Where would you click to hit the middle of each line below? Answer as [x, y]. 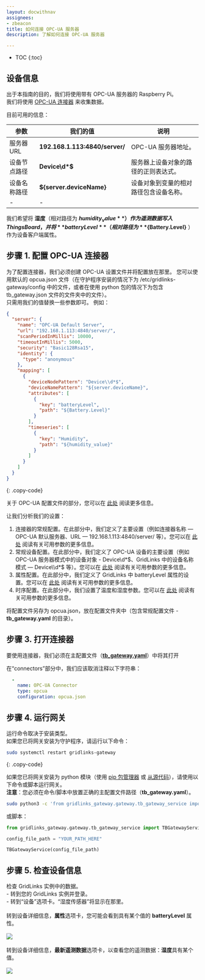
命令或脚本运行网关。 [38, 784]
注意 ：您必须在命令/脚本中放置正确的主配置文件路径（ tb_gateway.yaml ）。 [100, 792]
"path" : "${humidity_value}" [76, 444]
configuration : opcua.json [52, 697]
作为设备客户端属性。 [33, 234]
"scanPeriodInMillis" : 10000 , [56, 337]
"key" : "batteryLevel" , [69, 405]
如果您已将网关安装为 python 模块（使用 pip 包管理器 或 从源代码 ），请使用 [100, 776]
